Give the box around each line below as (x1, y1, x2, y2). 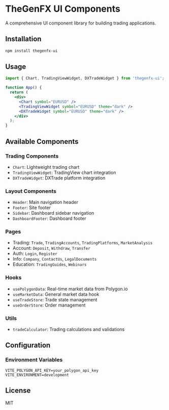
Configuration (5, 341, 51, 350)
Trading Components (5, 152, 59, 160)
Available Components (5, 137, 79, 146)
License (5, 386, 31, 395)
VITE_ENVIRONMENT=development (5, 372, 70, 377)
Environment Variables (5, 356, 63, 364)
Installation (5, 35, 42, 43)
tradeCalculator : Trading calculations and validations (12, 326, 125, 332)
